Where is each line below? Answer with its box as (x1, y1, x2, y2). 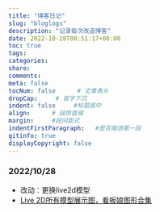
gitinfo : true (8, 131, 57, 139)
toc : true (8, 42, 42, 50)
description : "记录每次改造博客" (8, 27, 112, 35)
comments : (8, 72, 42, 80)
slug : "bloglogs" (8, 19, 67, 27)
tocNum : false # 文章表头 (8, 86, 109, 95)
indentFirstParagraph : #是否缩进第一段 (8, 124, 141, 132)
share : (8, 64, 31, 73)
